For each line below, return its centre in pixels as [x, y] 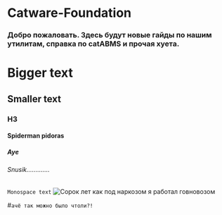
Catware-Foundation [70, 13]
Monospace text [30, 192]
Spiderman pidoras [36, 136]
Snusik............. [29, 170]
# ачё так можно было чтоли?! [50, 205]
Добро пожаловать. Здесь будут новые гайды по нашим [110, 35]
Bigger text [40, 73]
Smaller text [34, 99]
